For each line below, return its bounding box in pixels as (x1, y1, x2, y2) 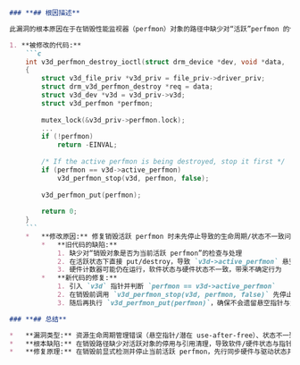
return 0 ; (41, 207, 78, 216)
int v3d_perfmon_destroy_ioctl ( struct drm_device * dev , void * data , (25, 57, 286, 66)
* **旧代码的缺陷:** (41, 240, 118, 250)
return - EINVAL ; (56, 140, 118, 149)
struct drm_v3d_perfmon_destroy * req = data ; (41, 82, 214, 91)
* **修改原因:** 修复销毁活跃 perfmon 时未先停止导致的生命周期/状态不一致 (25, 232, 285, 241)
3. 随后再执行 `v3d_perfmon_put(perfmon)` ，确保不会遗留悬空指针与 (56, 298, 290, 308)
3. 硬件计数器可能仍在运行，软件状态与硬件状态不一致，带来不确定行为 (56, 265, 282, 275)
